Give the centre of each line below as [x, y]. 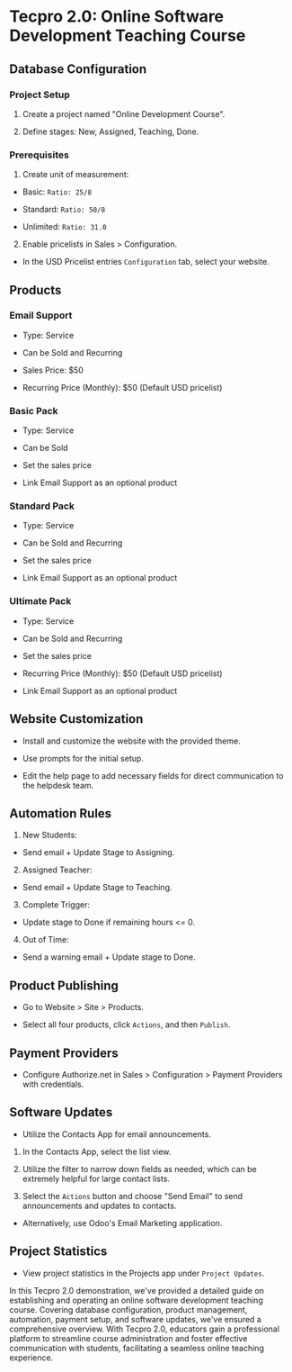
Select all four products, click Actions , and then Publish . [126, 1024]
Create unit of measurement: [75, 175]
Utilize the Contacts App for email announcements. [116, 1134]
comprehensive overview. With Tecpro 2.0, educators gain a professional [145, 1329]
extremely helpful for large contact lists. [96, 1178]
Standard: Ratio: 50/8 [64, 210]
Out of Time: [45, 940]
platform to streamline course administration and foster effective [128, 1338]
